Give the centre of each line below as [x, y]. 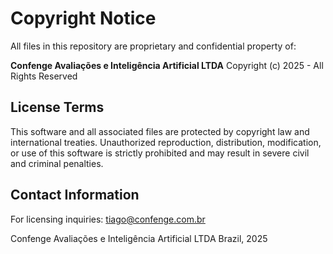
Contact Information [75, 195]
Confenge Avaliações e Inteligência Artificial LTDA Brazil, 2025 [139, 238]
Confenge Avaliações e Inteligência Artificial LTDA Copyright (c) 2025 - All [167, 65]
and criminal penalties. [57, 163]
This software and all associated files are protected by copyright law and [160, 131]
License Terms [57, 107]
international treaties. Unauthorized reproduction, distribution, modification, [166, 142]
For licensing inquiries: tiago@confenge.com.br [108, 219]
